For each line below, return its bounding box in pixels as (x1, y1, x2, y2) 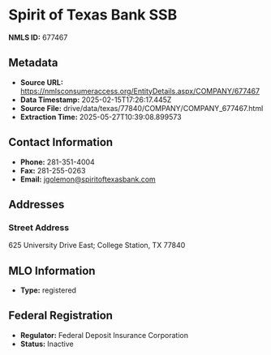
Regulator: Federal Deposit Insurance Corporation (19, 330, 189, 340)
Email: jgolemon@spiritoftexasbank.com (19, 174, 156, 184)
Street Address (8, 221, 70, 233)
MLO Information (8, 263, 96, 277)
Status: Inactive (19, 339, 75, 349)
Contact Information (8, 135, 114, 149)
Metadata (8, 56, 58, 70)
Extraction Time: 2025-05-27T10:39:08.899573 (19, 112, 182, 122)
